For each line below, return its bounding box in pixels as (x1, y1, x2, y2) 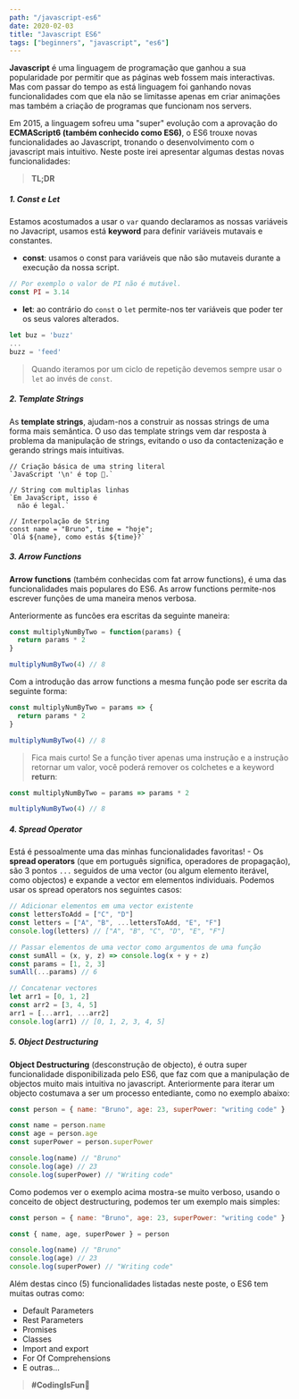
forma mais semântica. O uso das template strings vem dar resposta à (9, 426, 267, 437)
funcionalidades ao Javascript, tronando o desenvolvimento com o (9, 137, 254, 148)
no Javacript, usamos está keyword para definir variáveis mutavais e (9, 225, 263, 237)
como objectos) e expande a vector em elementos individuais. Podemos (9, 875, 275, 886)
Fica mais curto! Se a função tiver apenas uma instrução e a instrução (30, 752, 289, 763)
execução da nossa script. (21, 262, 120, 273)
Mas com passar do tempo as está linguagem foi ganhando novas (9, 81, 252, 92)
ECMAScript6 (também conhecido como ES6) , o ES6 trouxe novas (9, 127, 258, 139)
